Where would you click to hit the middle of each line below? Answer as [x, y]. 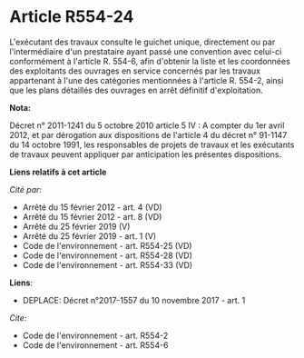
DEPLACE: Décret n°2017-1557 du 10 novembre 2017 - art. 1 [134, 300]
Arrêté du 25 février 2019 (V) [76, 226]
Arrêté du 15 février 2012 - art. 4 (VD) [92, 207]
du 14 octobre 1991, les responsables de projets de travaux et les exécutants [152, 144]
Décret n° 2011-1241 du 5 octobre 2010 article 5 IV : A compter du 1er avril [147, 125]
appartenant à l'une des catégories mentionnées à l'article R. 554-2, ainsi [147, 80]
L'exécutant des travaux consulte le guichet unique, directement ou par [142, 42]
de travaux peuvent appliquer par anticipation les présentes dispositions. [146, 154]
